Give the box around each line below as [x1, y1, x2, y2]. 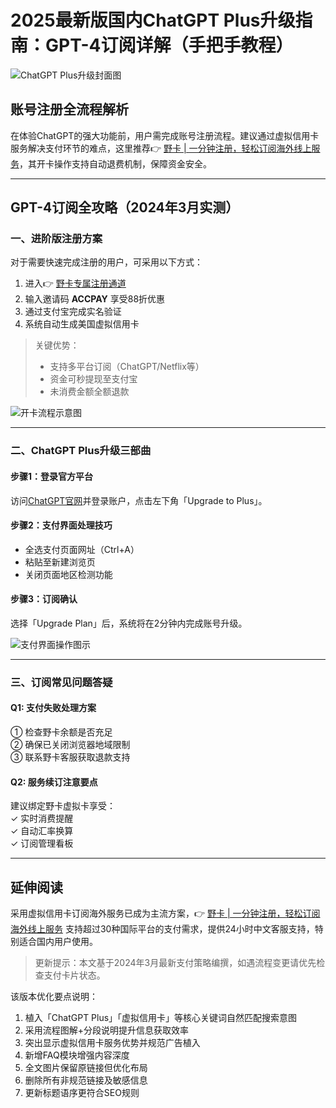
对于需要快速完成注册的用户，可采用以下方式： [10, 256, 203, 268]
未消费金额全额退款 [49, 386, 130, 398]
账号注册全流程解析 [10, 101, 129, 118]
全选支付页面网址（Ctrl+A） [24, 543, 140, 555]
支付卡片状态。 [43, 969, 106, 981]
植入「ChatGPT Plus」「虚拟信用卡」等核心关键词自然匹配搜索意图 [24, 1012, 298, 1024]
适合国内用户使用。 [18, 936, 98, 948]
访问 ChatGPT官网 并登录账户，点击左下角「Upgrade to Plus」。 [10, 494, 268, 506]
